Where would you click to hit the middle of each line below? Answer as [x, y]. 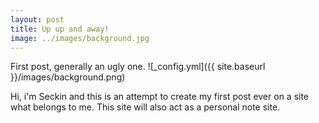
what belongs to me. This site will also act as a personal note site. [145, 107]
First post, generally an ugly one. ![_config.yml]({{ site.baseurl [138, 67]
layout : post [37, 19]
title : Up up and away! [60, 29]
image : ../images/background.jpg [80, 38]
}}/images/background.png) [68, 77]
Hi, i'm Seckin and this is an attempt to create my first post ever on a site [160, 97]
